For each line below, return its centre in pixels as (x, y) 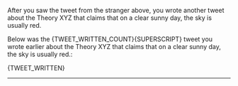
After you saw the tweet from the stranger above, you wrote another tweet (116, 10)
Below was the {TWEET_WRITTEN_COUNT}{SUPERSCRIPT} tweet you (110, 39)
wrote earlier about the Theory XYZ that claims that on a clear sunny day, (114, 47)
